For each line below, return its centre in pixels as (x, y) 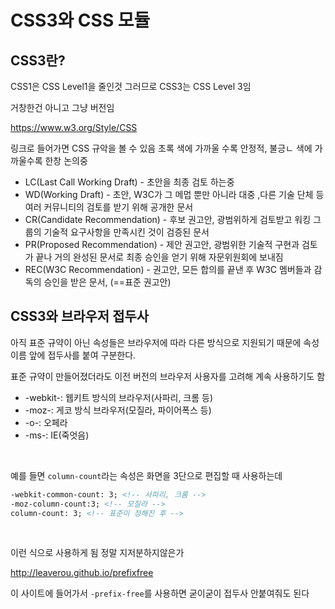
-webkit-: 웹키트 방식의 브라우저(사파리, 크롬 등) (119, 397)
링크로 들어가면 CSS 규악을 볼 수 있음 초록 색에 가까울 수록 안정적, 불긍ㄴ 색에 (161, 148)
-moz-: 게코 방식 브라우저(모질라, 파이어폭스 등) (118, 410)
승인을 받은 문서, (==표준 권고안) (107, 282)
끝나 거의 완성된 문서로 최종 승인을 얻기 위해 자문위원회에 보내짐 (159, 257)
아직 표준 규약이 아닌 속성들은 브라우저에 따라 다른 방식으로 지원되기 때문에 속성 (165, 342)
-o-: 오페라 (46, 422)
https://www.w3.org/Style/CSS (74, 127)
